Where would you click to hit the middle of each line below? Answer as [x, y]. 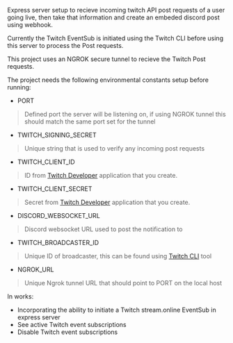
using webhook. [30, 25]
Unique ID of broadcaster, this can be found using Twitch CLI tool [118, 256]
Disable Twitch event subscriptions [67, 332]
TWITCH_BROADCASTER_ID [58, 243]
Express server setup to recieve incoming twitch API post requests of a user [116, 10]
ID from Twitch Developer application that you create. [101, 175]
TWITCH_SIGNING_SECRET [57, 135]
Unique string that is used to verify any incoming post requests [114, 148]
